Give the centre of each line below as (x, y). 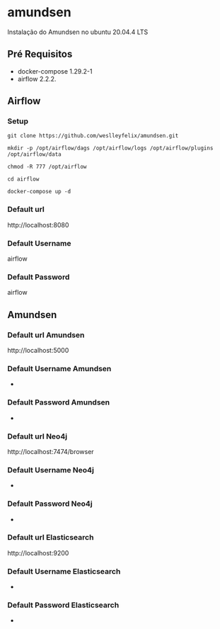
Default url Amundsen (46, 335)
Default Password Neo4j (50, 504)
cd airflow (23, 179)
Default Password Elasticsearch (63, 605)
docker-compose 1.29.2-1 (55, 71)
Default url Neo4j (37, 436)
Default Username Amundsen (59, 368)
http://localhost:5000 (38, 351)
